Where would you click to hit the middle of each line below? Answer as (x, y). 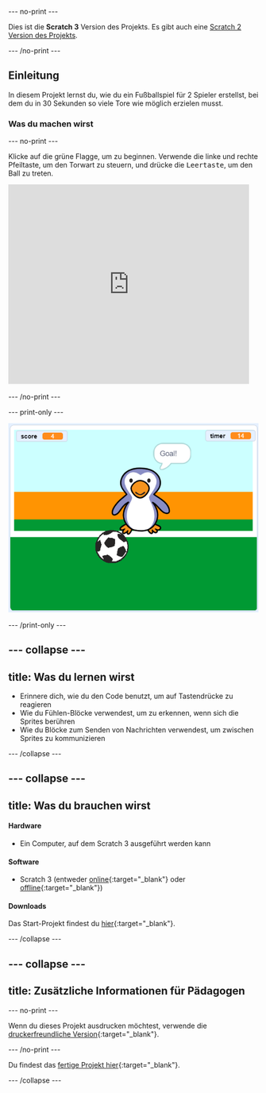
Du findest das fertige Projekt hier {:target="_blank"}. (94, 1064)
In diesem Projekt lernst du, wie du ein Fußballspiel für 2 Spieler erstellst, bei (133, 95)
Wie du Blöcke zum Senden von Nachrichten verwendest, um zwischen (137, 730)
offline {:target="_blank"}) (61, 888)
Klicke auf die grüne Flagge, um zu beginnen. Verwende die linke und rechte (133, 156)
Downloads (27, 906)
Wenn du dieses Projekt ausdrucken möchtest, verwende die (108, 1025)
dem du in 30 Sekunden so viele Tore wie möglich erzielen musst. (116, 103)
